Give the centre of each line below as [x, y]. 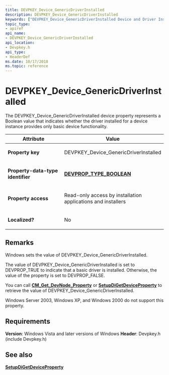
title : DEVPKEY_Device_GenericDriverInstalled [55, 10]
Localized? [21, 220]
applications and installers [95, 202]
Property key [24, 153]
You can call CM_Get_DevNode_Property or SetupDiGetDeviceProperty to [84, 285]
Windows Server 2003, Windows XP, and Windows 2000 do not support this [84, 300]
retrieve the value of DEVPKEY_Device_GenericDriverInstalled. [70, 290]
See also [19, 355]
